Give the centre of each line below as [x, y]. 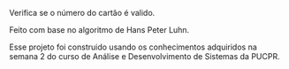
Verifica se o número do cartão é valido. [82, 13]
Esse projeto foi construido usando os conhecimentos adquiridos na [133, 47]
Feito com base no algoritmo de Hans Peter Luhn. [99, 30]
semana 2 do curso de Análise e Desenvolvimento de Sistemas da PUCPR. [144, 56]
